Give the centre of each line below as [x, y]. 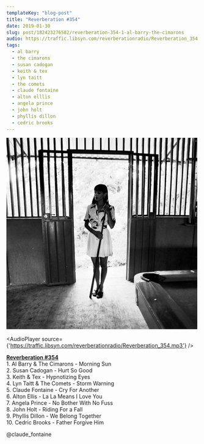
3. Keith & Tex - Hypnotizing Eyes [48, 377]
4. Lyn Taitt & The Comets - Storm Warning [60, 383]
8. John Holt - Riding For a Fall [45, 409]
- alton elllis [31, 97]
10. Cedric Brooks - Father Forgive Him [55, 422]
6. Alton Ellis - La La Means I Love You [54, 396]
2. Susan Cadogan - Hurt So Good [49, 370]
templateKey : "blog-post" [39, 13]
